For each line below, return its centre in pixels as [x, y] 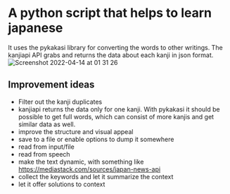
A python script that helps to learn [110, 13]
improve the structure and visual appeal [76, 131]
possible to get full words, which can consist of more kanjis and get [116, 116]
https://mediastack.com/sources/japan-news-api [89, 169]
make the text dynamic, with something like [81, 162]
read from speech [44, 154]
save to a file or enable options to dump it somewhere [96, 139]
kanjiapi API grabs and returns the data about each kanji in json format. [111, 55]
